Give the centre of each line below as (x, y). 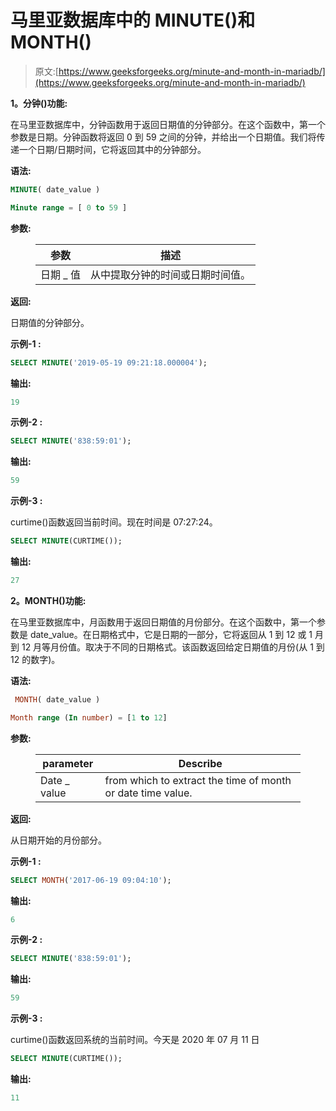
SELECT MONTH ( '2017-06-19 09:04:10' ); (91, 880)
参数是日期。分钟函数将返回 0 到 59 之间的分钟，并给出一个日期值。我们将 (163, 137)
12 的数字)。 (35, 659)
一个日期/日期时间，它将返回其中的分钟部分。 (112, 149)
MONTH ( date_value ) (57, 699)
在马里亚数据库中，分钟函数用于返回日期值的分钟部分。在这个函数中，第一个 (168, 124)
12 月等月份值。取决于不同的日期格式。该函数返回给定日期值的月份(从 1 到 (173, 647)
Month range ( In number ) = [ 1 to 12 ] (89, 717)
